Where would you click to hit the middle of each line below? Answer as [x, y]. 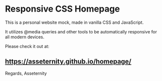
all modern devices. [25, 37]
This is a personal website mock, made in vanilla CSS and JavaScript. [74, 22]
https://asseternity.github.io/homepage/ [68, 62]
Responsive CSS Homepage [63, 9]
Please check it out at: [27, 46]
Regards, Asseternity [26, 73]
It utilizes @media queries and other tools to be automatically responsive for [81, 32]
